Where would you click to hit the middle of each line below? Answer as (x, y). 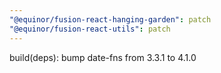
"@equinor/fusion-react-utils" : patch (90, 29)
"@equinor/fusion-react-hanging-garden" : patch (110, 19)
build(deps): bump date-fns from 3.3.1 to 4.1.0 (103, 57)
